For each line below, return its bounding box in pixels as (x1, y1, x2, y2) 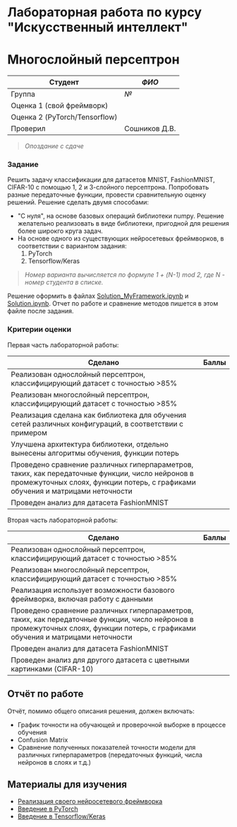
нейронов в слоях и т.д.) (17, 758, 92, 766)
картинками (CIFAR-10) (11, 664, 94, 673)
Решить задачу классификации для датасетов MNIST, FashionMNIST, (7, 175, 215, 184)
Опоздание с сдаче (24, 142, 85, 151)
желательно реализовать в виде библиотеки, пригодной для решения (17, 219, 229, 228)
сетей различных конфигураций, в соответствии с (11, 419, 183, 429)
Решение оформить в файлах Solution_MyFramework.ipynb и (7, 291, 189, 301)
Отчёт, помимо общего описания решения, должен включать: (7, 707, 195, 715)
